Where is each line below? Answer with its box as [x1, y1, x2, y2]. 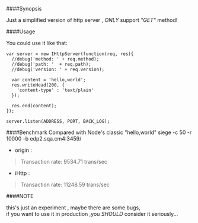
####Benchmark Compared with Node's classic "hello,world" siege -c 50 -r [6, 129, 192, 136]
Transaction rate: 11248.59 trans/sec [20, 181, 110, 188]
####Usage [6, 28, 36, 35]
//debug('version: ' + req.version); [11, 66, 105, 72]
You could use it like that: [6, 40, 68, 46]
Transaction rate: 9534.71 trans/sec [20, 158, 108, 165]
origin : [14, 146, 33, 154]
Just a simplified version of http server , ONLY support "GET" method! [6, 17, 178, 23]
